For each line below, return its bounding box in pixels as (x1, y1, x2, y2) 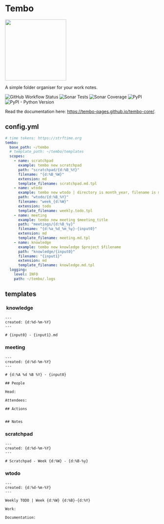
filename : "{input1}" (18, 253, 62, 259)
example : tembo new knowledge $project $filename (18, 245, 121, 250)
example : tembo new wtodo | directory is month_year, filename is (18, 190, 156, 195)
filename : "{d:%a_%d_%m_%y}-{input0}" (18, 227, 97, 231)
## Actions (5, 406, 27, 411)
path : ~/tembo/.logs (14, 276, 56, 281)
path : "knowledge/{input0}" (18, 249, 76, 254)
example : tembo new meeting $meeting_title (18, 217, 108, 222)
